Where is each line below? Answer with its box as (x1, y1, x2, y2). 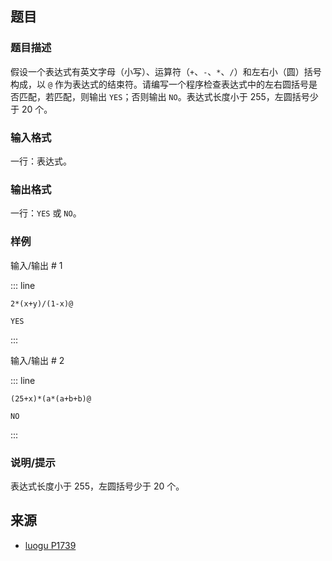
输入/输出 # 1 (10, 259, 63, 271)
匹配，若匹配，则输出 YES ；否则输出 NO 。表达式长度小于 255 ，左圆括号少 (18, 90, 319, 102)
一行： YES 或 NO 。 (10, 207, 82, 219)
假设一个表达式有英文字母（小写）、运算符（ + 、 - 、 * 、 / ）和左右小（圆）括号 (10, 65, 322, 77)
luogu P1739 (24, 539, 77, 551)
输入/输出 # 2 (10, 354, 65, 366)
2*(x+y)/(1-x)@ (10, 298, 74, 309)
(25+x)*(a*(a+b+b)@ (10, 393, 92, 404)
